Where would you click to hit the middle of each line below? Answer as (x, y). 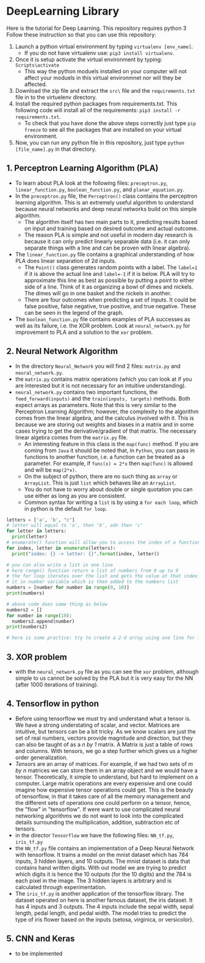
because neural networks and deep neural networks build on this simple (106, 209)
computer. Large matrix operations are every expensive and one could (103, 783)
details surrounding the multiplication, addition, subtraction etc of (97, 822)
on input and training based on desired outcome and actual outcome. (111, 228)
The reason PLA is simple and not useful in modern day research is (109, 235)
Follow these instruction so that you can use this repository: (81, 34)
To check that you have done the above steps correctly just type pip (110, 123)
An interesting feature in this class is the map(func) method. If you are (111, 444)
